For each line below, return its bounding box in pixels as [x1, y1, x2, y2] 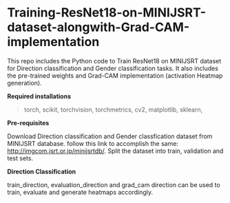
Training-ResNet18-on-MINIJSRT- [7, 5, 207, 21]
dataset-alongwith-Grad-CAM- [7, 19, 190, 35]
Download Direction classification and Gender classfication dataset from [7, 132, 213, 140]
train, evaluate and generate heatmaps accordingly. [7, 188, 154, 196]
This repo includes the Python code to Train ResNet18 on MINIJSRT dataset [7, 56, 222, 65]
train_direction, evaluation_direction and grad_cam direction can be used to [7, 180, 220, 189]
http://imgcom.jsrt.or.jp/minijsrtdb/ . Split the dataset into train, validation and [7, 147, 224, 155]
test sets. [7, 153, 33, 162]
